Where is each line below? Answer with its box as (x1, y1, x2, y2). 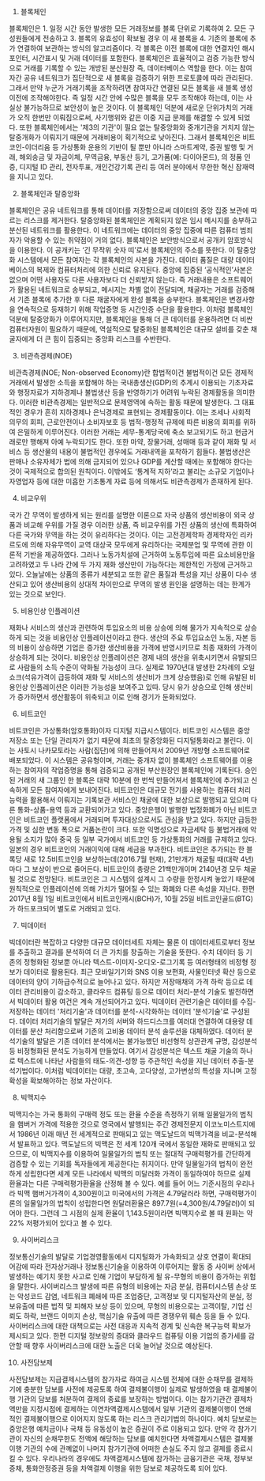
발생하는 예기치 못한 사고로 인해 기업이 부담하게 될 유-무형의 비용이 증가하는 (9, 1272, 241, 1281)
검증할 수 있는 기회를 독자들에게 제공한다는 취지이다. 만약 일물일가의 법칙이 (9, 1159, 239, 1169)
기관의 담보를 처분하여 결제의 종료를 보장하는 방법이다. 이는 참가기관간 (17, 1395, 232, 1403)
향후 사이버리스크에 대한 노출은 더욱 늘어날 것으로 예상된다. (32, 1341, 213, 1350)
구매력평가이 (218, 1189, 257, 1198)
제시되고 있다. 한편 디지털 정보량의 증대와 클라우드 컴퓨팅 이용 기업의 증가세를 (9, 1331, 247, 1340)
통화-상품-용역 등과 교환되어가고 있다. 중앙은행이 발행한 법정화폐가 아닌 (17, 805, 237, 814)
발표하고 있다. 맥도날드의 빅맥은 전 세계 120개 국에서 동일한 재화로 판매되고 (17, 1139, 248, 1149)
